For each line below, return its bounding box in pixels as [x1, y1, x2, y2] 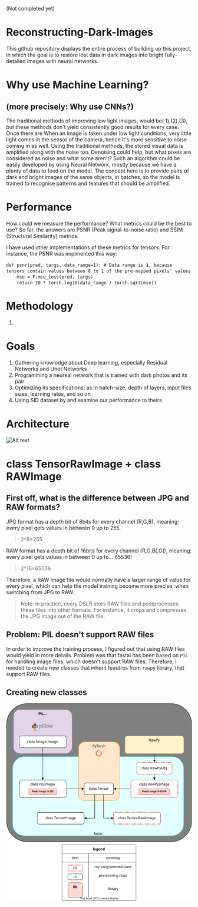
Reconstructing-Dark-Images [6, 26, 153, 39]
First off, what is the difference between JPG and [6, 493, 190, 503]
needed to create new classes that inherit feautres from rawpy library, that [6, 664, 184, 671]
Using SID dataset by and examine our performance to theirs [14, 396, 162, 403]
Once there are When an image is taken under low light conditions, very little [6, 130, 192, 137]
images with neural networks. [27, 57, 99, 64]
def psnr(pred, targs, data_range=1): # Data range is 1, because [6, 262, 173, 268]
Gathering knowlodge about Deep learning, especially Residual [14, 359, 168, 366]
